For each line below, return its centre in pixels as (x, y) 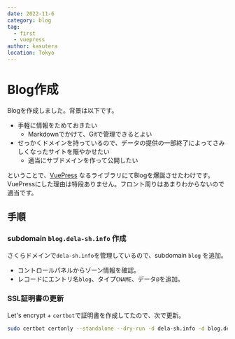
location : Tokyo (31, 53)
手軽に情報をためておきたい (57, 125)
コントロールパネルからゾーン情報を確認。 (79, 270)
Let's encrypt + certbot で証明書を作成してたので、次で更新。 (96, 315)
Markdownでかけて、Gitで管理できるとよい (90, 134)
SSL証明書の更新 (36, 298)
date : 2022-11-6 (31, 14)
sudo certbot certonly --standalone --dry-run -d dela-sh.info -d (106, 328)
